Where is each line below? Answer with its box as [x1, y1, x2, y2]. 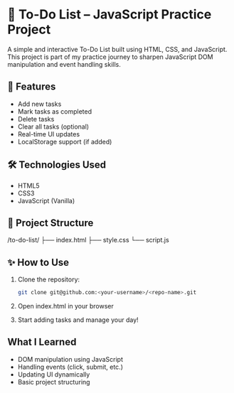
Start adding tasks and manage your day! [17, 316, 139, 324]
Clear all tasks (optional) [17, 122, 90, 131]
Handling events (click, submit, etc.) [17, 362, 123, 371]
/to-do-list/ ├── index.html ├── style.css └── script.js [7, 236, 169, 244]
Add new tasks [17, 99, 62, 108]
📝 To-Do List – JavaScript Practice [7, 6, 212, 23]
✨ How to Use [7, 256, 70, 269]
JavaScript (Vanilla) [17, 196, 75, 205]
